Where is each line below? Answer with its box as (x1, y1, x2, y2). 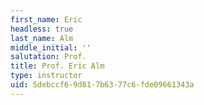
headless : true (10, 24, 74, 34)
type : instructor (10, 71, 83, 81)
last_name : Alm (10, 33, 74, 43)
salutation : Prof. (10, 52, 87, 62)
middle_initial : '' (10, 42, 92, 53)
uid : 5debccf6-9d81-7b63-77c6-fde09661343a (10, 80, 195, 90)
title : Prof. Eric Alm (10, 61, 105, 71)
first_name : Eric (10, 14, 83, 25)
